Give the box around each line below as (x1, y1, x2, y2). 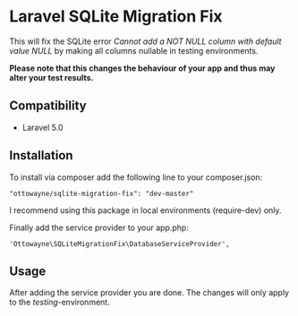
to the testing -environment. (9, 297, 110, 308)
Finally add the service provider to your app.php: (9, 222, 190, 233)
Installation (9, 148, 73, 163)
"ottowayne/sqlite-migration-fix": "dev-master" (9, 189, 194, 198)
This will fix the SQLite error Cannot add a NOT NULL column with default (9, 36, 282, 47)
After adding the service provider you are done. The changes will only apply (9, 287, 289, 298)
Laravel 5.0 (21, 122, 64, 132)
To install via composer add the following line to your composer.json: (9, 172, 263, 183)
